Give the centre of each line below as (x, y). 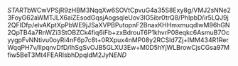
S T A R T (17, 10)
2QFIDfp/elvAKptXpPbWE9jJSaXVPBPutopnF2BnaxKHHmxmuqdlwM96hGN (119, 25)
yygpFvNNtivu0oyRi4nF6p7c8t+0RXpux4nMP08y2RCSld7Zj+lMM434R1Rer (118, 40)
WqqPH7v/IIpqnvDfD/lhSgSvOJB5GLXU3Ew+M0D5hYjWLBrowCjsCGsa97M (118, 47)
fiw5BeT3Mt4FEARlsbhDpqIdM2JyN (60, 55)
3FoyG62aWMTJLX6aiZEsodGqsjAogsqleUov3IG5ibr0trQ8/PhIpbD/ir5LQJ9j (118, 18)
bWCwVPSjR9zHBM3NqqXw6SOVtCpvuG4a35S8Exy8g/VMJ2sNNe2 (129, 10)
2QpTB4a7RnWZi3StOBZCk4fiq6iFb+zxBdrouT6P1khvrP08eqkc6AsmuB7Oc (119, 32)
